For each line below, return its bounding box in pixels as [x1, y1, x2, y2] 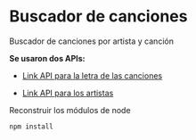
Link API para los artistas [21, 87, 114, 98]
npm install [9, 122, 53, 131]
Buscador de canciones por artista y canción [9, 36, 174, 46]
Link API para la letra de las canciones [21, 70, 163, 81]
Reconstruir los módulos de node [9, 104, 131, 115]
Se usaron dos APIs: [9, 53, 86, 63]
